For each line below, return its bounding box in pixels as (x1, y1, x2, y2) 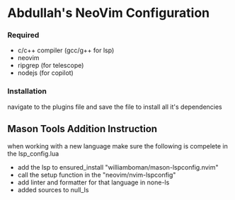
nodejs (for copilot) (17, 69, 74, 77)
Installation (7, 86, 47, 96)
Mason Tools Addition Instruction (7, 123, 158, 135)
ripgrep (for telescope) (17, 61, 84, 70)
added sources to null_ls (17, 185, 89, 194)
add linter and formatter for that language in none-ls (17, 178, 170, 187)
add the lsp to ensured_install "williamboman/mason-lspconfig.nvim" (17, 163, 219, 171)
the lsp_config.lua (7, 149, 59, 158)
